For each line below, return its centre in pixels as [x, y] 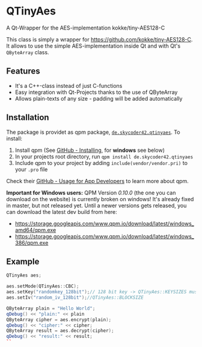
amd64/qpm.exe [35, 230]
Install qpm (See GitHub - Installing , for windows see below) [90, 150]
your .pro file [31, 169]
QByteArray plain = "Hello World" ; [51, 308]
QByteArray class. [28, 52]
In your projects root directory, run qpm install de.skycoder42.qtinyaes [104, 156]
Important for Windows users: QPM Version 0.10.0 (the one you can [91, 192]
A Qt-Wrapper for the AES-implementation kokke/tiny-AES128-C [86, 28]
